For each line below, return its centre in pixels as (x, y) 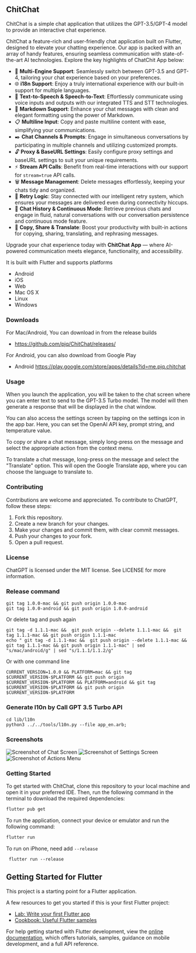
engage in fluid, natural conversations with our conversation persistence (102, 215)
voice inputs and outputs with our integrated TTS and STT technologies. (102, 102)
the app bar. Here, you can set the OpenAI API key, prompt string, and (90, 424)
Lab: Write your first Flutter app (52, 914)
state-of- (173, 53)
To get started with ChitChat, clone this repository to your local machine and (98, 786)
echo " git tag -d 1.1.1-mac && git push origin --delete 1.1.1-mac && (97, 640)
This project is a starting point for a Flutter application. (71, 891)
